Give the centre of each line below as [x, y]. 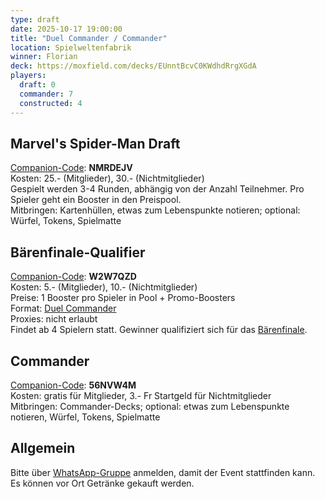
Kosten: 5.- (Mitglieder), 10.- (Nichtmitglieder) [104, 287]
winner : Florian [44, 57]
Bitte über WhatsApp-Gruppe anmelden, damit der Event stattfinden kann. [163, 472]
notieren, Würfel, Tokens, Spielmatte [85, 417]
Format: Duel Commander [63, 308]
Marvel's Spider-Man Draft [95, 143]
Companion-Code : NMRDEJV [71, 168]
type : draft [35, 19]
